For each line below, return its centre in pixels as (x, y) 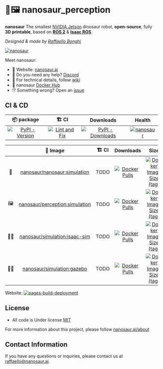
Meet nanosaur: (21, 60)
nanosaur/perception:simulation (55, 204)
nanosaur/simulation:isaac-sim (55, 236)
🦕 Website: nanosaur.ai (35, 70)
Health (143, 120)
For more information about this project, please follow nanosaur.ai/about (77, 329)
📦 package (25, 119)
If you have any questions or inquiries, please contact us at (64, 356)
